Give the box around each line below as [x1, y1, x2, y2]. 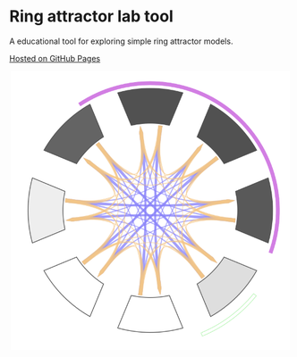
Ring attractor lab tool [9, 6, 174, 27]
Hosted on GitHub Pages [9, 53, 101, 63]
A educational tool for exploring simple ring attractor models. [9, 36, 233, 46]
